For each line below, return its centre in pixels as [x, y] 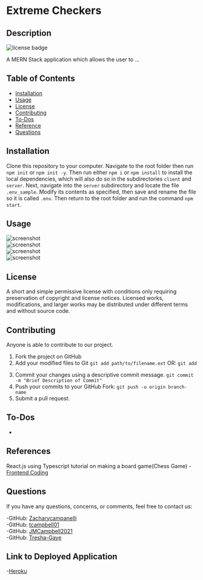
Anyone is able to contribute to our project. [60, 345]
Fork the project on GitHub [48, 357]
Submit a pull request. [42, 399]
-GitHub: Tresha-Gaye [34, 537]
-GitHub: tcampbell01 [33, 525]
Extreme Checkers [54, 11]
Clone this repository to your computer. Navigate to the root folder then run [100, 166]
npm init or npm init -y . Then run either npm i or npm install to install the [99, 172]
